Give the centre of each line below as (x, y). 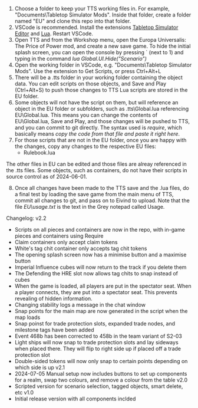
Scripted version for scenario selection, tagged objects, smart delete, (99, 386)
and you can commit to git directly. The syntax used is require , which (98, 127)
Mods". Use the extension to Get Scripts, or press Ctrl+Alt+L (88, 71)
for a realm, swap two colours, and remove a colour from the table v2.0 (101, 380)
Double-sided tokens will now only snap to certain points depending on (101, 361)
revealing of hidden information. (53, 298)
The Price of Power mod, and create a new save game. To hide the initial (103, 46)
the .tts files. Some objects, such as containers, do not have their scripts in (97, 170)
